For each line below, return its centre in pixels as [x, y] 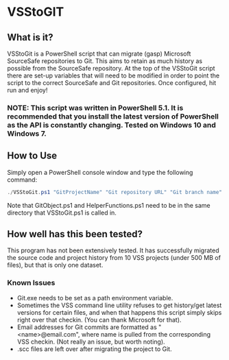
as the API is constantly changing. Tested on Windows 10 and [111, 125]
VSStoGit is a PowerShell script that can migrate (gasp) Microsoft [99, 53]
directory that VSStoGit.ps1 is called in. [62, 213]
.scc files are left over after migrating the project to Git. [95, 349]
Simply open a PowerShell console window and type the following [100, 172]
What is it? [30, 37]
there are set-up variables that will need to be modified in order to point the [113, 75]
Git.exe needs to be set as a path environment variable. [95, 298]
